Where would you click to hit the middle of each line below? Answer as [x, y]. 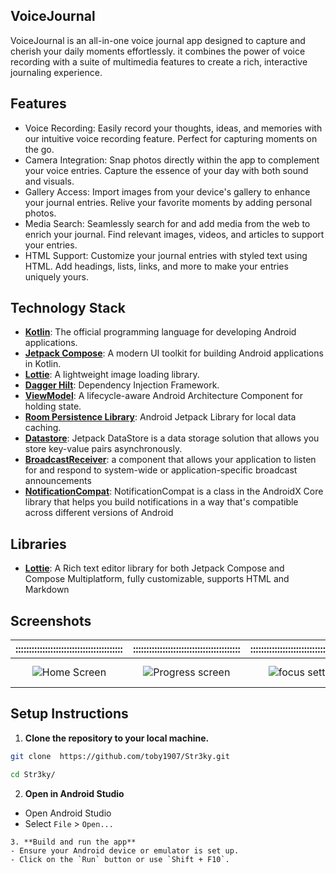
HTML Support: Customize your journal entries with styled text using [166, 255]
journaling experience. [56, 72]
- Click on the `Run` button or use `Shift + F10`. [120, 859]
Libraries [38, 544]
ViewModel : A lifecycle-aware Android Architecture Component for [163, 396]
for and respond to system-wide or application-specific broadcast [161, 470]
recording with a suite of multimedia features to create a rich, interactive [159, 61]
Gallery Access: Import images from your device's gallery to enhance [167, 191]
